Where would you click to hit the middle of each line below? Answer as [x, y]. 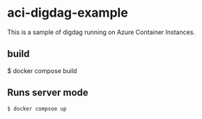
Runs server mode [48, 93]
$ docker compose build [42, 70]
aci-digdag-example [68, 13]
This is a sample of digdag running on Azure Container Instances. [101, 32]
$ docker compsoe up [37, 109]
